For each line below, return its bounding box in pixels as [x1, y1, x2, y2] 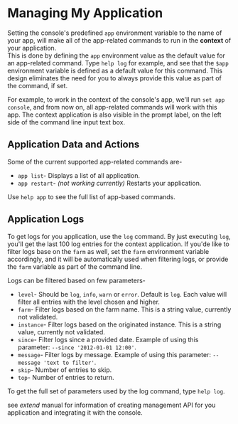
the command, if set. [7, 81, 68, 90]
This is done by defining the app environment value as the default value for [7, 51, 226, 60]
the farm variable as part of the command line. [7, 262, 142, 271]
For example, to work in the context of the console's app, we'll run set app [7, 95, 225, 104]
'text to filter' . [43, 358, 97, 366]
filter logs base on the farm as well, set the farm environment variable [7, 247, 210, 255]
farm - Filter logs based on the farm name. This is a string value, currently [17, 304, 232, 314]
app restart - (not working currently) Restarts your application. [17, 179, 202, 187]
